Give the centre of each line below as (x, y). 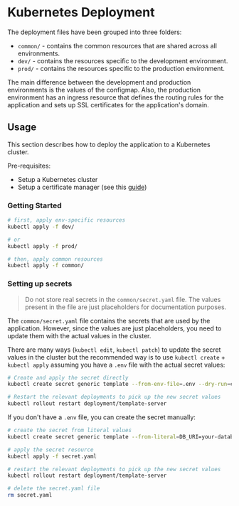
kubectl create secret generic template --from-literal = (94, 437)
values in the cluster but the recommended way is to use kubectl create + (116, 357)
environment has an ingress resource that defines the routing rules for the (116, 97)
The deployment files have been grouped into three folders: (95, 32)
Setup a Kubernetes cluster (58, 179)
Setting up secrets (40, 284)
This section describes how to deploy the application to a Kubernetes (109, 144)
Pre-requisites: (29, 166)
